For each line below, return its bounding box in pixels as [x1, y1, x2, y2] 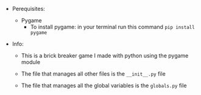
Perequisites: [12, 5, 46, 12]
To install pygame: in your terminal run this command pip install [30, 24, 195, 30]
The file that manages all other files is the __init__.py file [21, 70, 166, 77]
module [21, 59, 41, 65]
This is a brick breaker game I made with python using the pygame [21, 52, 189, 59]
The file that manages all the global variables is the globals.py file [21, 82, 187, 89]
